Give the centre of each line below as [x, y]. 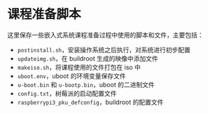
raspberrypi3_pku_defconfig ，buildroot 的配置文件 [90, 102]
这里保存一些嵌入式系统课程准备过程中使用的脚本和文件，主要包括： [105, 35]
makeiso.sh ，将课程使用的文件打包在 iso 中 [79, 67]
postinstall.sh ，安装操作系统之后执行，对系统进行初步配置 [104, 50]
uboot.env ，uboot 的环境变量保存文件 [71, 76]
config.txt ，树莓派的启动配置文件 [67, 93]
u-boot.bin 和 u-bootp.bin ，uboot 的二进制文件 [86, 84]
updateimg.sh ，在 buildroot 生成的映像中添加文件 [88, 58]
